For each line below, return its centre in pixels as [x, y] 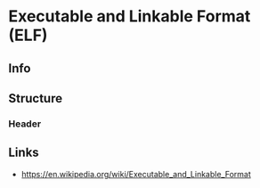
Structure [36, 98]
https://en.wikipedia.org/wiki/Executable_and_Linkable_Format [136, 174]
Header [25, 124]
